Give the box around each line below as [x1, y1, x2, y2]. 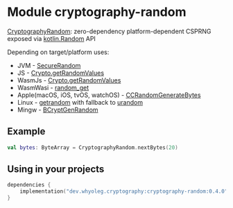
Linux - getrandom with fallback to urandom [17, 98, 144, 106]
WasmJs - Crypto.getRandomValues [17, 76, 121, 84]
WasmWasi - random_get [17, 83, 89, 92]
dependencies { [7, 182, 51, 189]
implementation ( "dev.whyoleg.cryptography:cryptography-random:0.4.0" [19, 188, 228, 195]
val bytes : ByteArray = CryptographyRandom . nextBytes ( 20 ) [7, 144, 178, 151]
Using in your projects [7, 164, 105, 175]
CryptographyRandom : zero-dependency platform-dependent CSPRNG [7, 27, 212, 35]
